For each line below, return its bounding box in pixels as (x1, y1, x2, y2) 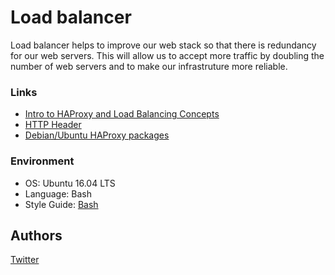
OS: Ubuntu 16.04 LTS (24, 177, 116, 189)
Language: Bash (24, 187, 92, 200)
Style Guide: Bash (24, 198, 99, 210)
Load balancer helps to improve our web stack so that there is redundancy (10, 39, 317, 51)
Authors (10, 227, 63, 244)
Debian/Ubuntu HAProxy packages (24, 129, 170, 141)
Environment (10, 154, 75, 168)
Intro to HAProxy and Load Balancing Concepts (24, 108, 220, 120)
